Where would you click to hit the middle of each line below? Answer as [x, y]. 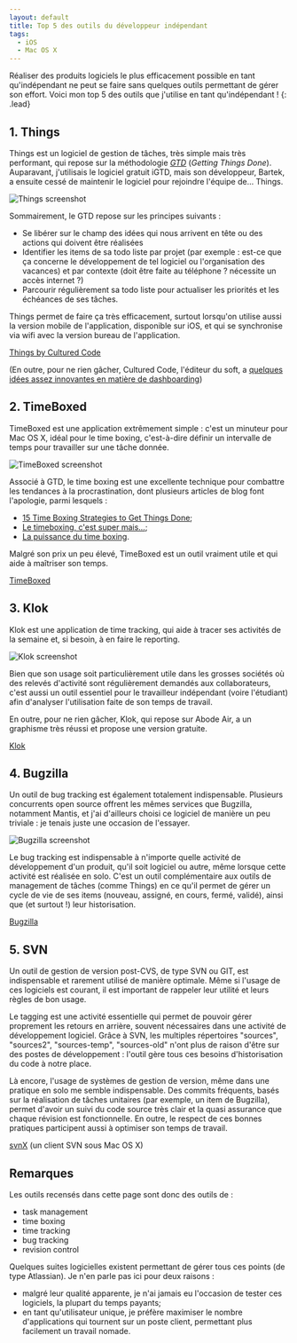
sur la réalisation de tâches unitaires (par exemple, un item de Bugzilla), [140, 1100]
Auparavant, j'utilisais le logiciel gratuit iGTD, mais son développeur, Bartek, [147, 172]
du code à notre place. [51, 1064]
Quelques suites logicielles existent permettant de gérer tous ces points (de [147, 1267]
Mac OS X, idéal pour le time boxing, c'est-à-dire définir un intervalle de [141, 438]
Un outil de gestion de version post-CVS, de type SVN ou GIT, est [129, 971]
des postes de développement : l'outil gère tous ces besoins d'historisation [146, 1055]
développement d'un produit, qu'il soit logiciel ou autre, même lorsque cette [148, 867]
